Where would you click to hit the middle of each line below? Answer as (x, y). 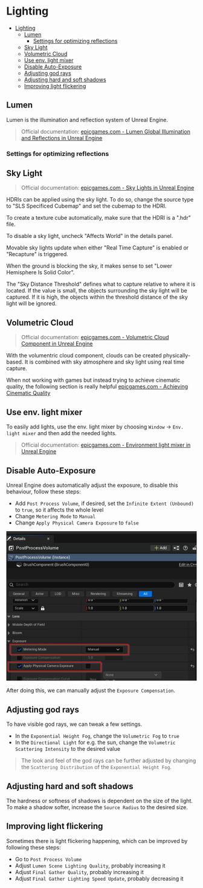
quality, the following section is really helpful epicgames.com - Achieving (97, 387)
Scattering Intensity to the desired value (68, 749)
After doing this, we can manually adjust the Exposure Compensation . (91, 691)
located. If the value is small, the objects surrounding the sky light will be (97, 291)
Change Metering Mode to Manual (55, 516)
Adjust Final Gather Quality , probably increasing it (79, 872)
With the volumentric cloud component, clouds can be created (84, 356)
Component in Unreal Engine (57, 344)
